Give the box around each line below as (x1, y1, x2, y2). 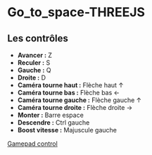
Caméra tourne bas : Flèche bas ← (17, 89, 120, 97)
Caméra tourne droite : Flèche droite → (17, 104, 133, 111)
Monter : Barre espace (17, 111, 84, 119)
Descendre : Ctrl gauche (17, 118, 90, 127)
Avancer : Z (17, 51, 53, 59)
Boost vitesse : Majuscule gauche (17, 126, 118, 134)
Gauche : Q (17, 66, 51, 74)
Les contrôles (7, 32, 68, 44)
